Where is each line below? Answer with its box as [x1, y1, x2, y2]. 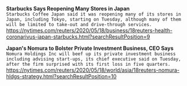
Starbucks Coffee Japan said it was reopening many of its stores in [6, 11, 182, 17]
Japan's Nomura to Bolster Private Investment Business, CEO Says [6, 44, 174, 52]
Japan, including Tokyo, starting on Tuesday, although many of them [6, 17, 182, 23]
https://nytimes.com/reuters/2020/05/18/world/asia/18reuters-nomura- [6, 66, 180, 74]
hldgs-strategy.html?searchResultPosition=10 [6, 73, 117, 79]
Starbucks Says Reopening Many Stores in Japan [6, 5, 130, 12]
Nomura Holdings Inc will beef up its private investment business [6, 51, 176, 57]
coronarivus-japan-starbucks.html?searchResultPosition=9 [6, 33, 150, 40]
